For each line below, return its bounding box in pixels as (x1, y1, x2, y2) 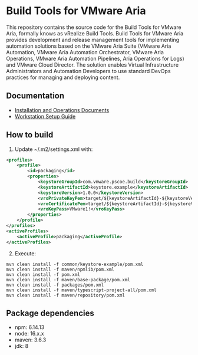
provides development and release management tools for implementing (6, 36, 180, 43)
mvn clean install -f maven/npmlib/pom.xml (6, 267, 115, 272)
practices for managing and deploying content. (6, 74, 120, 81)
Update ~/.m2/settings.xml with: (14, 146, 93, 153)
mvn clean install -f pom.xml (6, 271, 81, 278)
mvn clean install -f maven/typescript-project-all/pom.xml (6, 287, 157, 293)
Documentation (6, 91, 65, 101)
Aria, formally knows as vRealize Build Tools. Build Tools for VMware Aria (6, 29, 184, 37)
